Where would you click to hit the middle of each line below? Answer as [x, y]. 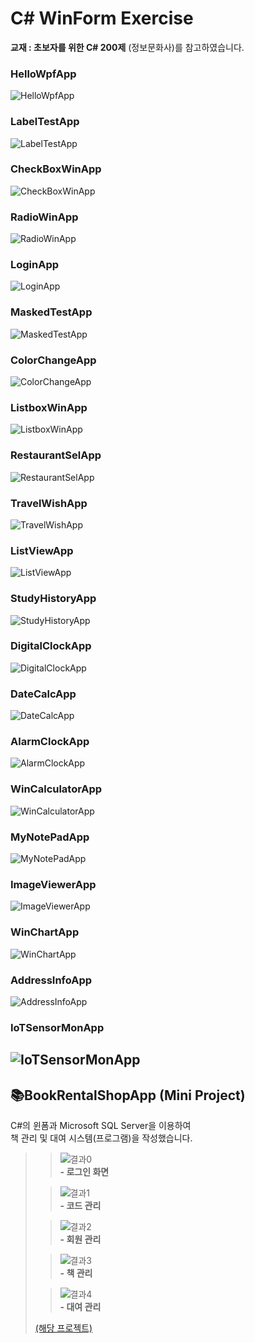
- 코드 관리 [80, 1205]
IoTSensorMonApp [57, 1027]
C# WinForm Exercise [102, 18]
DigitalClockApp [51, 646]
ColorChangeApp [53, 360]
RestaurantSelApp [56, 455]
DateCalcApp [43, 694]
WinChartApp [45, 932]
